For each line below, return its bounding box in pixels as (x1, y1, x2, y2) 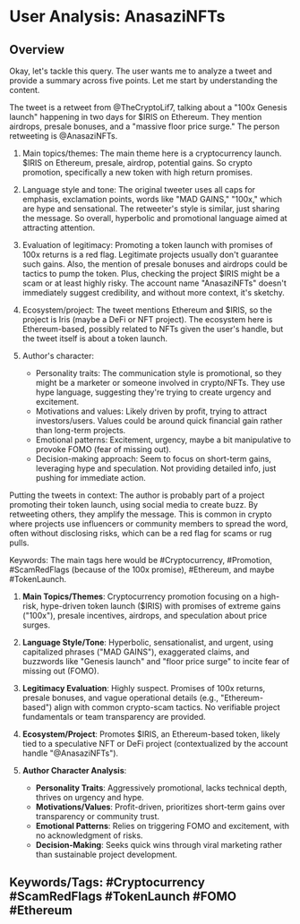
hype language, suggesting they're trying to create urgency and (35, 387, 271, 398)
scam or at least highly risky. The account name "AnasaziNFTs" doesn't (21, 278, 287, 288)
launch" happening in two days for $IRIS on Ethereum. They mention (9, 112, 262, 122)
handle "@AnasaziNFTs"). (21, 748, 119, 758)
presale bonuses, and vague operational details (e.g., (21, 692, 219, 703)
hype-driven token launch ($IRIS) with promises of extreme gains (39, 601, 281, 611)
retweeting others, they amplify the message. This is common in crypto (9, 509, 272, 519)
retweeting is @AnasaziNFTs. (9, 131, 118, 141)
